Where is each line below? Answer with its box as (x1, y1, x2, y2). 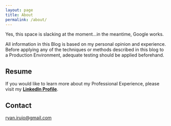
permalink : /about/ (5, 17, 47, 22)
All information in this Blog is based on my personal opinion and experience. (5, 41, 166, 47)
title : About (5, 12, 33, 17)
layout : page (5, 7, 33, 13)
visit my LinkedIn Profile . (5, 86, 59, 93)
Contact (5, 101, 32, 110)
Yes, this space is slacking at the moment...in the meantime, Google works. (5, 31, 164, 38)
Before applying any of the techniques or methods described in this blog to (5, 47, 164, 53)
